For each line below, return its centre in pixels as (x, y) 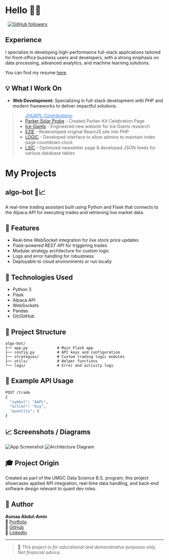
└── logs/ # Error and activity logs (59, 365)
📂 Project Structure (36, 332)
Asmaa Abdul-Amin (26, 516)
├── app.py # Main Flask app (49, 348)
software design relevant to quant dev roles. (51, 488)
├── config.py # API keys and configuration (63, 352)
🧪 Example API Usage (39, 381)
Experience (23, 40)
